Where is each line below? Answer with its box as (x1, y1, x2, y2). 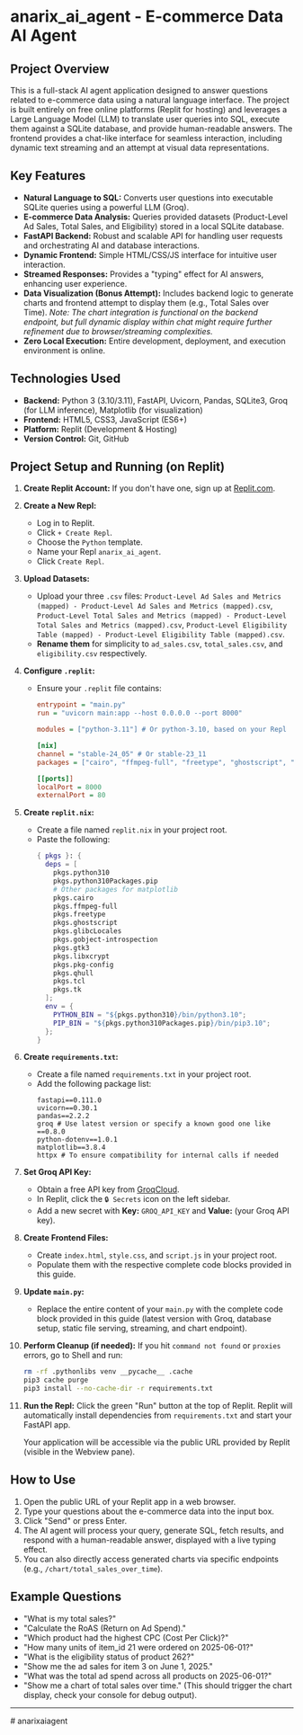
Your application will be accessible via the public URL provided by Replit (22, 1437, 290, 1448)
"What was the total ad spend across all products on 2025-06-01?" (22, 1670, 272, 1681)
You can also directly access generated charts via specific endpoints (22, 1553, 280, 1564)
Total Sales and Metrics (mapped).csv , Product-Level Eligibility (36, 619, 288, 630)
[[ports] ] (36, 774, 75, 783)
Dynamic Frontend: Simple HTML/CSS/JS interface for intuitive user (22, 249, 278, 260)
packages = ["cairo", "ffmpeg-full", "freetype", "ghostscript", (36, 758, 287, 767)
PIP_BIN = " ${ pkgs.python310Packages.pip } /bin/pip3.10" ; (53, 1019, 271, 1028)
